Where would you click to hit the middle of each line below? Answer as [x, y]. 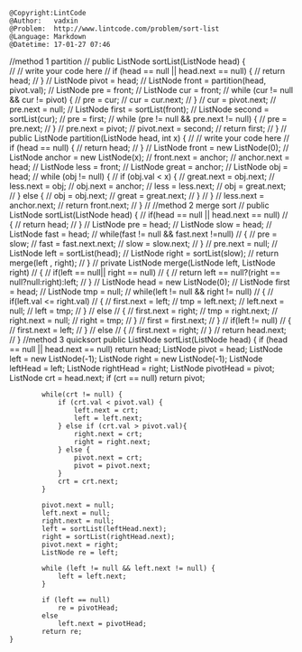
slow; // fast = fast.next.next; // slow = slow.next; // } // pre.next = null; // [143, 243]
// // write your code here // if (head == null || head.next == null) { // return [147, 71]
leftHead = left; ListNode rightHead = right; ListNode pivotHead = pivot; [142, 368]
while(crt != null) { [82, 395]
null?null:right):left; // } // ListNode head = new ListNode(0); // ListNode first [150, 282]
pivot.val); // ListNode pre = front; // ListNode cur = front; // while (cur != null [151, 90]
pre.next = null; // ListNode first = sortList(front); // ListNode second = [139, 109]
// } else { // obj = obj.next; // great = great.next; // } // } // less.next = [137, 196]
